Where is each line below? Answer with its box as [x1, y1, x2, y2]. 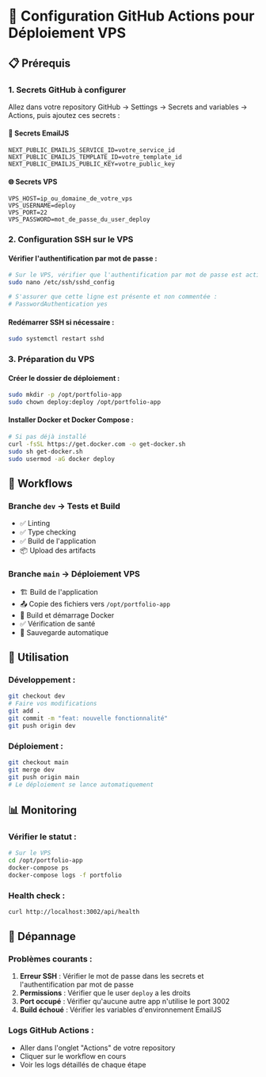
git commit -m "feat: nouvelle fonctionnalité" [8, 714, 169, 722]
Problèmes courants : [8, 953, 93, 965]
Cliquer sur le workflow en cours [19, 1051, 127, 1060]
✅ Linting [19, 519, 50, 528]
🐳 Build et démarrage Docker [19, 610, 115, 620]
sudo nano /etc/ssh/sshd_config [8, 279, 115, 287]
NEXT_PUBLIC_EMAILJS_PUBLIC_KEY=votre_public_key [8, 160, 176, 169]
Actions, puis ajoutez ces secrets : [8, 110, 120, 120]
